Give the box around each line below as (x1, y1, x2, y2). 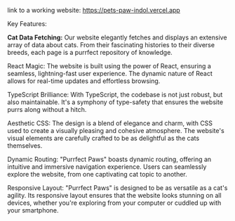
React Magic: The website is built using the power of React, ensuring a (7, 62, 212, 70)
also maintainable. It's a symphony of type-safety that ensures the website (7, 98, 223, 106)
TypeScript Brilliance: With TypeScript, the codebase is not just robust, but (7, 91, 223, 99)
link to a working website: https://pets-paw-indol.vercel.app (7, 6, 180, 14)
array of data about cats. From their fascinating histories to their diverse (7, 41, 215, 49)
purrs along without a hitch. (7, 106, 87, 113)
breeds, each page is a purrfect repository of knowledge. (7, 49, 173, 56)
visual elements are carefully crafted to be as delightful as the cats (7, 134, 200, 142)
